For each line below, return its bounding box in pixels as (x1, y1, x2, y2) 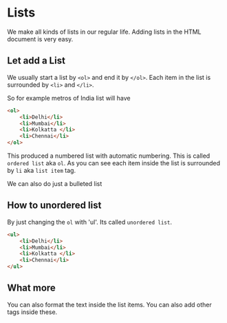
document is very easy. (7, 34, 74, 43)
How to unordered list (7, 200, 102, 211)
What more (7, 282, 56, 294)
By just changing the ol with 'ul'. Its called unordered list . (7, 218, 172, 226)
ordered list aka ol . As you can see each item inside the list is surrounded (7, 159, 221, 167)
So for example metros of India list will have (7, 94, 131, 102)
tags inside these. (7, 308, 58, 316)
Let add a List (7, 55, 65, 67)
